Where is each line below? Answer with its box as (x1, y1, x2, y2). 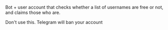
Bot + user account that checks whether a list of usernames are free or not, (5, 4, 164, 10)
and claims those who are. (5, 9, 61, 15)
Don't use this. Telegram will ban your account (5, 19, 103, 25)
